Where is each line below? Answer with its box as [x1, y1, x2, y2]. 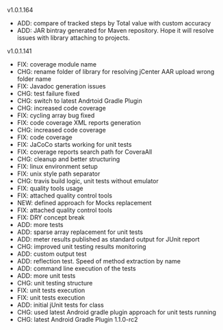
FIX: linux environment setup [16, 163, 98, 170]
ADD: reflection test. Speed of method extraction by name [16, 257, 181, 265]
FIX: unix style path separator [16, 169, 101, 178]
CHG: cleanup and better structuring [16, 155, 120, 163]
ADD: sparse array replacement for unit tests [16, 228, 144, 236]
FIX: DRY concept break [16, 213, 85, 222]
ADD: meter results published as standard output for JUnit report [16, 235, 200, 243]
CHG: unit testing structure [16, 279, 93, 287]
